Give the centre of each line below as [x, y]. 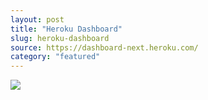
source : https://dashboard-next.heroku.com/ [104, 47]
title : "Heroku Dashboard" [66, 29]
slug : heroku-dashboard [60, 38]
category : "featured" [55, 57]
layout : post [37, 19]
